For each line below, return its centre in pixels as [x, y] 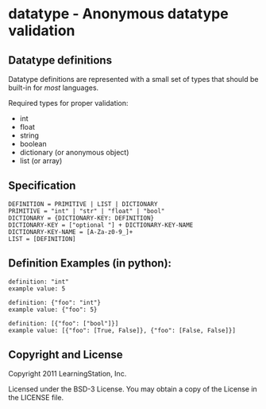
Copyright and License [66, 355]
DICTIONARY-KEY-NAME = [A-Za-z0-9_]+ [71, 232]
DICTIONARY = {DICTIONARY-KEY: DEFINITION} [81, 218]
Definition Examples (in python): [90, 263]
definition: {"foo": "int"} [55, 302]
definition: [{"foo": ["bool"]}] [64, 323]
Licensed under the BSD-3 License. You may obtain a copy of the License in [133, 389]
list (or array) [41, 161]
